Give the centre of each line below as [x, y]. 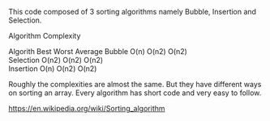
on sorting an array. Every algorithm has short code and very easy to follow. [135, 93]
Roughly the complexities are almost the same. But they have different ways [135, 84]
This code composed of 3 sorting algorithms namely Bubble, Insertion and [133, 12]
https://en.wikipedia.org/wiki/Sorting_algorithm [87, 108]
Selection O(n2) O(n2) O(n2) [56, 60]
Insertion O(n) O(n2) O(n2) [53, 69]
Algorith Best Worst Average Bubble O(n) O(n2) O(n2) [98, 51]
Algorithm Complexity [45, 36]
